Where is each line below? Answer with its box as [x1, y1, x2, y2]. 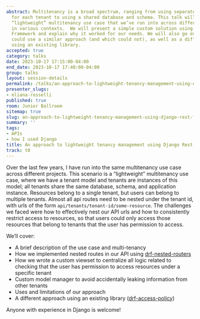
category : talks [6, 53, 46, 59]
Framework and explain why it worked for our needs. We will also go [11, 31, 187, 37]
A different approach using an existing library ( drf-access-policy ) [14, 295, 175, 302]
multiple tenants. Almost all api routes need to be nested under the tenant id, [6, 195, 194, 203]
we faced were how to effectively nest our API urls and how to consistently [6, 208, 190, 215]
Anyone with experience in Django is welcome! [6, 306, 121, 313]
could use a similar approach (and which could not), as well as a [11, 36, 183, 42]
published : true [6, 97, 46, 103]
